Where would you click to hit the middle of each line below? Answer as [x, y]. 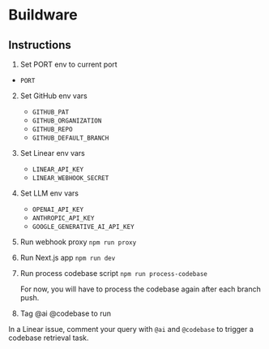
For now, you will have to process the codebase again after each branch [141, 289]
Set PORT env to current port [68, 64]
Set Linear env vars [52, 153]
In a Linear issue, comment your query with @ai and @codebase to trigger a [131, 329]
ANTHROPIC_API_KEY [63, 218]
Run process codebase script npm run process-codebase [114, 273]
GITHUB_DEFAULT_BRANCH [70, 138]
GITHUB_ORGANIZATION [67, 121]
